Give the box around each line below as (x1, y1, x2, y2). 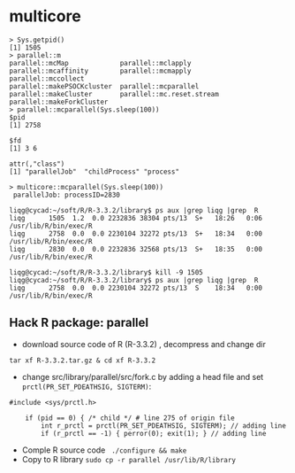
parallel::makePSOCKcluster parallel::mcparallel (9, 81, 200, 90)
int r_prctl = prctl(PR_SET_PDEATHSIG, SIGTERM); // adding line (41, 421, 287, 430)
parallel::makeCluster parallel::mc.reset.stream (9, 89, 219, 98)
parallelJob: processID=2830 (12, 190, 121, 199)
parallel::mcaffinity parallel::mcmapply (9, 66, 192, 75)
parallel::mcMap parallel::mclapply (9, 58, 192, 67)
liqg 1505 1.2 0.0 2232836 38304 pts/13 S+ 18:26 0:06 (9, 213, 263, 222)
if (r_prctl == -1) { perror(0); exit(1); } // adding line (41, 429, 267, 438)
